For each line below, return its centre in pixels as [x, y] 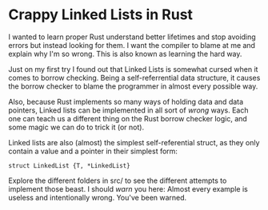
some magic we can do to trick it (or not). [76, 127]
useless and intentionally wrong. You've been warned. [98, 197]
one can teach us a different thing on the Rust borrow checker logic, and [128, 118]
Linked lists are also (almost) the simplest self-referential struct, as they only [134, 142]
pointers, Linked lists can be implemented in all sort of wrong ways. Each [129, 110]
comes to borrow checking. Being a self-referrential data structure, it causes [134, 77]
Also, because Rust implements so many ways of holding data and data [126, 101]
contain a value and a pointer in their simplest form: [93, 151]
